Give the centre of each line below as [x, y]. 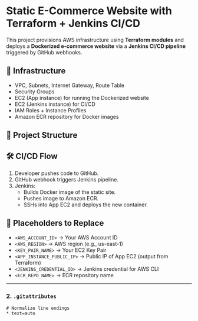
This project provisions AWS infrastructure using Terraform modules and [95, 40]
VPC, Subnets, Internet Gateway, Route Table [70, 85]
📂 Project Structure [42, 135]
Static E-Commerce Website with [89, 11]
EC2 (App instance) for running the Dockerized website [82, 98]
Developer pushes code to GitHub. [57, 173]
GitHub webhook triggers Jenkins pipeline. [67, 179]
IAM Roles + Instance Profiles [50, 110]
